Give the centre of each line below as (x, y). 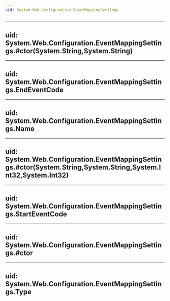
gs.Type (18, 292)
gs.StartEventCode (36, 214)
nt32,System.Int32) (37, 175)
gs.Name (20, 129)
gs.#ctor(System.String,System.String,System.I (83, 167)
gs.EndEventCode (34, 90)
